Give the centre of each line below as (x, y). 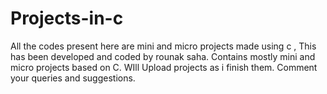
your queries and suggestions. (73, 78)
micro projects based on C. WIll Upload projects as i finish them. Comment (164, 67)
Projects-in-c (67, 18)
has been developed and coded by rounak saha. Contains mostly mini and (163, 56)
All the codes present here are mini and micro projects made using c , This (163, 46)
